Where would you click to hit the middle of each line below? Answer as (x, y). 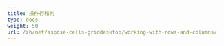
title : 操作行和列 (31, 13)
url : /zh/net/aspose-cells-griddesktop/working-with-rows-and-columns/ (112, 32)
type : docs (23, 20)
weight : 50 (23, 26)
